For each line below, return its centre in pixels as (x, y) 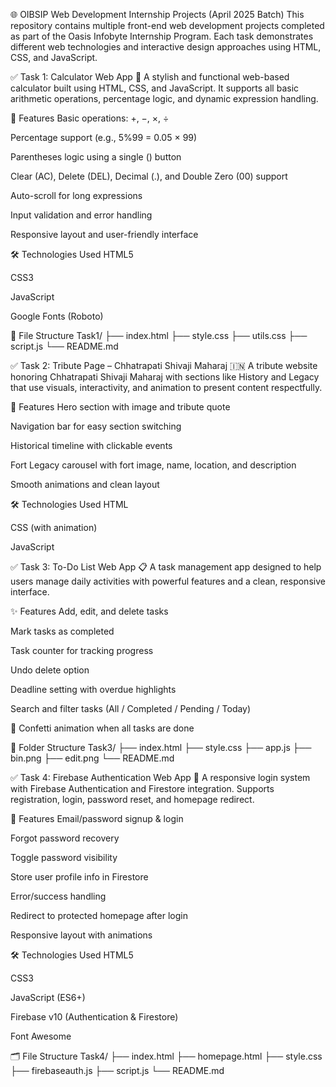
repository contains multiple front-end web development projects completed (167, 25)
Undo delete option (50, 670)
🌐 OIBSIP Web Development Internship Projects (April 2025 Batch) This (157, 14)
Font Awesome (41, 1036)
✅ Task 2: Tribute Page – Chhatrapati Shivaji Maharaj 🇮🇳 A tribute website (164, 365)
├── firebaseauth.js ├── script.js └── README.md (117, 1070)
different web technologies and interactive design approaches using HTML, (166, 47)
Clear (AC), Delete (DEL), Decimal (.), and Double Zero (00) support (149, 176)
